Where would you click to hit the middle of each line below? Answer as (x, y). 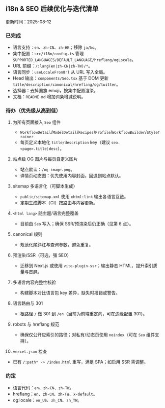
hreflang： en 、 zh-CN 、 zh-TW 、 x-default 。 (55, 394)
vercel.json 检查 (30, 351)
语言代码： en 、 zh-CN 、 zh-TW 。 (43, 388)
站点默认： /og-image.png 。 (47, 170)
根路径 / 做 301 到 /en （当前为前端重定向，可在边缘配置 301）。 (84, 314)
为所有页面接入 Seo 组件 (37, 122)
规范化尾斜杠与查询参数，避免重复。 (57, 245)
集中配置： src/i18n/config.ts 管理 (48, 54)
